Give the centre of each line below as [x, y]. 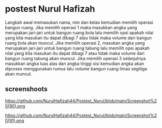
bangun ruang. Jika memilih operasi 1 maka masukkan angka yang [71, 27]
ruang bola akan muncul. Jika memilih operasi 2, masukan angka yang [75, 43]
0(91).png [15, 120]
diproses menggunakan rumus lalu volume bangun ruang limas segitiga [76, 68]
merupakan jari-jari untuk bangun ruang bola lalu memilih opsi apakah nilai [79, 32]
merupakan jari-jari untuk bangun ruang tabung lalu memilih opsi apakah [77, 48]
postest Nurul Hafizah [50, 9]
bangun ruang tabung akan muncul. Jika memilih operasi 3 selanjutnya [75, 58]
